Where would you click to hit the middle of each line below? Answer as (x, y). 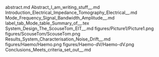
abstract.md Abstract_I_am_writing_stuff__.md (53, 7)
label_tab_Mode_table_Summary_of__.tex (47, 23)
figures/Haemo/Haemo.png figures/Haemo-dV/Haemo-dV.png (70, 44)
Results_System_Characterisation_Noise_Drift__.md (58, 39)
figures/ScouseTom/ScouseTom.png (43, 34)
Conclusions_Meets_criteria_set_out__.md (48, 50)
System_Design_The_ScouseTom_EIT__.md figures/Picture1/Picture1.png (79, 28)
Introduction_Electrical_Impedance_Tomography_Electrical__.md (71, 12)
